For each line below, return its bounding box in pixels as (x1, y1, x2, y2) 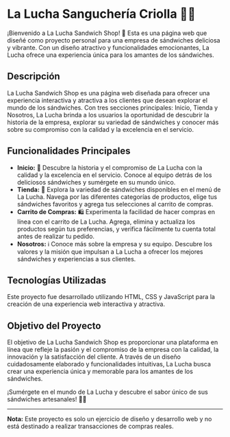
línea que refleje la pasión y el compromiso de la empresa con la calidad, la (7, 346, 219, 354)
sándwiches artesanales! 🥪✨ (7, 395, 87, 403)
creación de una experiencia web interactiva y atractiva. (7, 300, 166, 308)
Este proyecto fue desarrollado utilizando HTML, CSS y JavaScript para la (7, 293, 216, 301)
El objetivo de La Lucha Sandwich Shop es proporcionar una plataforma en (7, 338, 218, 346)
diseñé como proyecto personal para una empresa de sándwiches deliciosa (7, 36, 220, 44)
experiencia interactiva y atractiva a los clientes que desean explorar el (7, 96, 207, 104)
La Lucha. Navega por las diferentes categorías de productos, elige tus (16, 192, 218, 201)
